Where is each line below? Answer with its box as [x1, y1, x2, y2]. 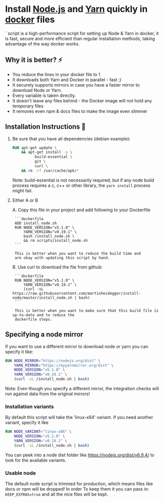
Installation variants [5, 403, 54, 410]
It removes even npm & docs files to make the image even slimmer [12, 108, 148, 114]
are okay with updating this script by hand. [14, 255, 110, 260]
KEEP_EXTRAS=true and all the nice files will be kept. [5, 491, 108, 498]
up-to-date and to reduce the [12, 313, 75, 318]
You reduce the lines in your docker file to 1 [12, 71, 100, 77]
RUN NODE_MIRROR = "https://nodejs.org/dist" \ [5, 358, 100, 363]
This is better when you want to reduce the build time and [14, 251, 141, 256]
